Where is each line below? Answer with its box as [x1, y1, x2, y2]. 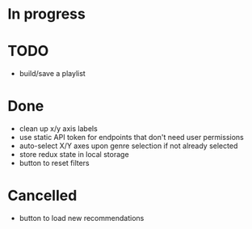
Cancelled [7, 187, 78, 205]
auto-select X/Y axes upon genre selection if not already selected [19, 141, 238, 151]
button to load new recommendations [19, 214, 145, 223]
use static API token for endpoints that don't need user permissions [19, 133, 244, 142]
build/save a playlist [19, 69, 86, 78]
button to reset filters [19, 159, 90, 168]
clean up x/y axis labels [19, 124, 98, 134]
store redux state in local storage [19, 150, 130, 159]
